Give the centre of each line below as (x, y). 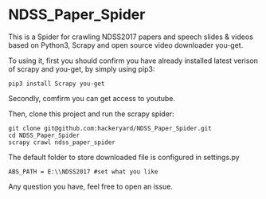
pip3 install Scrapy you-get (57, 84)
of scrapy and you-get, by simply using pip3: (82, 68)
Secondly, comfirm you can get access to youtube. (92, 98)
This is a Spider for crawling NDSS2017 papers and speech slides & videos (131, 37)
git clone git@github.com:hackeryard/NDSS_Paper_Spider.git (110, 128)
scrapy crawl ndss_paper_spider (62, 142)
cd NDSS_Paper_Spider (44, 135)
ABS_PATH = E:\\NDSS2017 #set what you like (83, 172)
